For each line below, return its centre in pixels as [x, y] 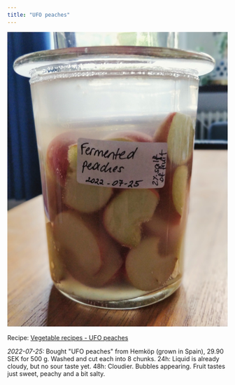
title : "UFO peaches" [39, 15]
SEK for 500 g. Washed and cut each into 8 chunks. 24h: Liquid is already [113, 358]
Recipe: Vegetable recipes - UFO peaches [68, 337]
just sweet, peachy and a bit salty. [56, 373]
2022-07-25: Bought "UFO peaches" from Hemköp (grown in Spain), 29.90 [115, 351]
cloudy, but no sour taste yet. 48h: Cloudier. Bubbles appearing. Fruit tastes [116, 366]
